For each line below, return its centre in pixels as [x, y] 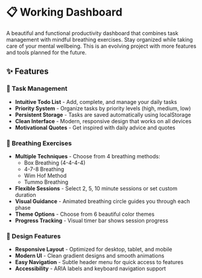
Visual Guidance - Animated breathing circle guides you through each [103, 201]
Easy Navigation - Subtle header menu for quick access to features [99, 262]
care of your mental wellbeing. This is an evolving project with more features [101, 46]
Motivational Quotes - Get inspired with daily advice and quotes [95, 128]
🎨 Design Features [34, 236]
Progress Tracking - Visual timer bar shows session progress [92, 220]
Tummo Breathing [46, 182]
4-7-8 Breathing [44, 169]
